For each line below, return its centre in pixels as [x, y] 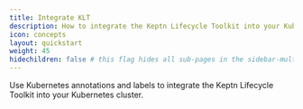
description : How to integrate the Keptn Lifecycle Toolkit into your [145, 26]
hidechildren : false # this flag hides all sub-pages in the [127, 59]
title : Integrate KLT [50, 18]
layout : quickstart [46, 43]
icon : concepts [38, 34]
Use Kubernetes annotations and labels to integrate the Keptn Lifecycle [142, 85]
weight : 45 [30, 51]
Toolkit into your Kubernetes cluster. [77, 95]
